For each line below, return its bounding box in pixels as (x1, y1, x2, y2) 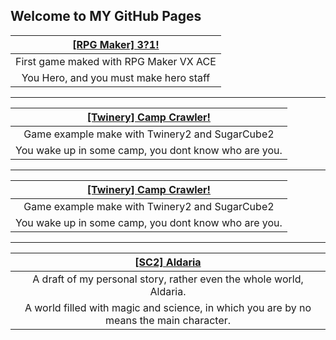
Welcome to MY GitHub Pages (10, 8, 202, 25)
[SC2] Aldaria (134, 255, 202, 269)
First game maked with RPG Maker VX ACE (15, 54, 217, 68)
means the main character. (104, 313, 232, 327)
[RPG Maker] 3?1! (72, 37, 160, 51)
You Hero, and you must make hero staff (21, 70, 211, 84)
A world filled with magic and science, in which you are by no (24, 300, 312, 314)
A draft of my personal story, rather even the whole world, (32, 272, 304, 286)
